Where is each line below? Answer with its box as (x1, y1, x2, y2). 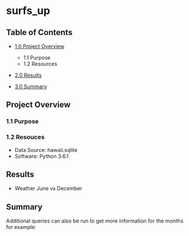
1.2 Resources (23, 60, 57, 67)
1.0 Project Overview (14, 43, 64, 50)
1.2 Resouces (6, 133, 45, 141)
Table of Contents (6, 27, 73, 37)
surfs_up (6, 4, 50, 18)
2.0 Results (14, 72, 42, 78)
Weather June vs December (14, 185, 83, 192)
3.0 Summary (14, 83, 47, 90)
